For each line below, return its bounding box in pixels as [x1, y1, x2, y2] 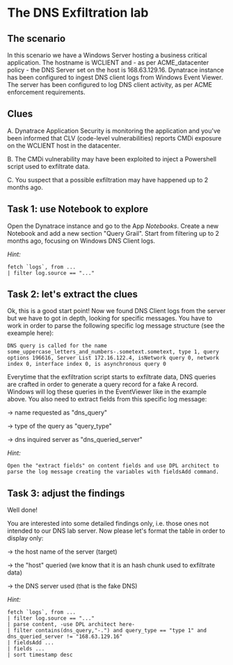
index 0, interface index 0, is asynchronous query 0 [7, 360, 167, 368]
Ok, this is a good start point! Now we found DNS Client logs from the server [7, 307, 226, 315]
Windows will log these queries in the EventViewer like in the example [7, 387, 207, 396]
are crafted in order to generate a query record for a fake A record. [7, 380, 199, 389]
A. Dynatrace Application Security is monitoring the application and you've [7, 127, 221, 135]
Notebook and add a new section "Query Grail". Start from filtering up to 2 [7, 229, 220, 237]
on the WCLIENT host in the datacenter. [7, 141, 121, 150]
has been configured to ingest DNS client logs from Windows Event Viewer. [7, 73, 223, 81]
